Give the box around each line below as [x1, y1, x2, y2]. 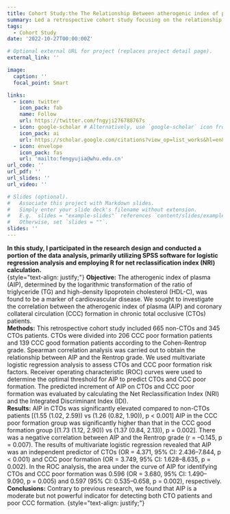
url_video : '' [7, 181, 48, 188]
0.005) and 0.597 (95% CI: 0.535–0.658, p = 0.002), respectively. [37, 477, 222, 485]
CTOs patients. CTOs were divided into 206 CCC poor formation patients [7, 331, 213, 339]
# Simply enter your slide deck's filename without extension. [7, 206, 197, 213]
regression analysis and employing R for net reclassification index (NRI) [7, 258, 216, 267]
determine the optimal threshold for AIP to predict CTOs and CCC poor [7, 375, 207, 383]
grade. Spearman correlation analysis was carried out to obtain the [7, 345, 196, 354]
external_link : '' [7, 54, 60, 62]
